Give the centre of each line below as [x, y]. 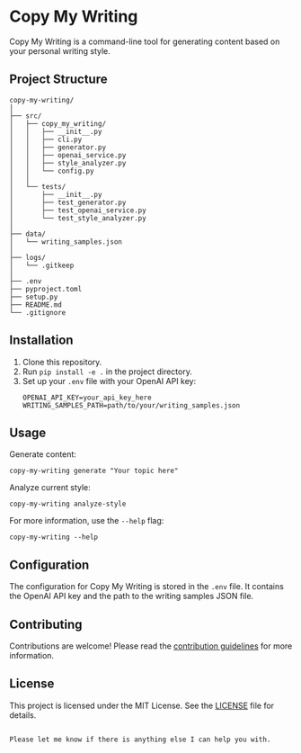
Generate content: [43, 454]
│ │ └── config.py [52, 171]
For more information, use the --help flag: [87, 521]
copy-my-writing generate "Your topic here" [94, 471]
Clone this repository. [62, 362]
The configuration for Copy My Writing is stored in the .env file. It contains [147, 587]
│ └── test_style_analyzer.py [78, 218]
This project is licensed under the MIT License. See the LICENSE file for [142, 705]
